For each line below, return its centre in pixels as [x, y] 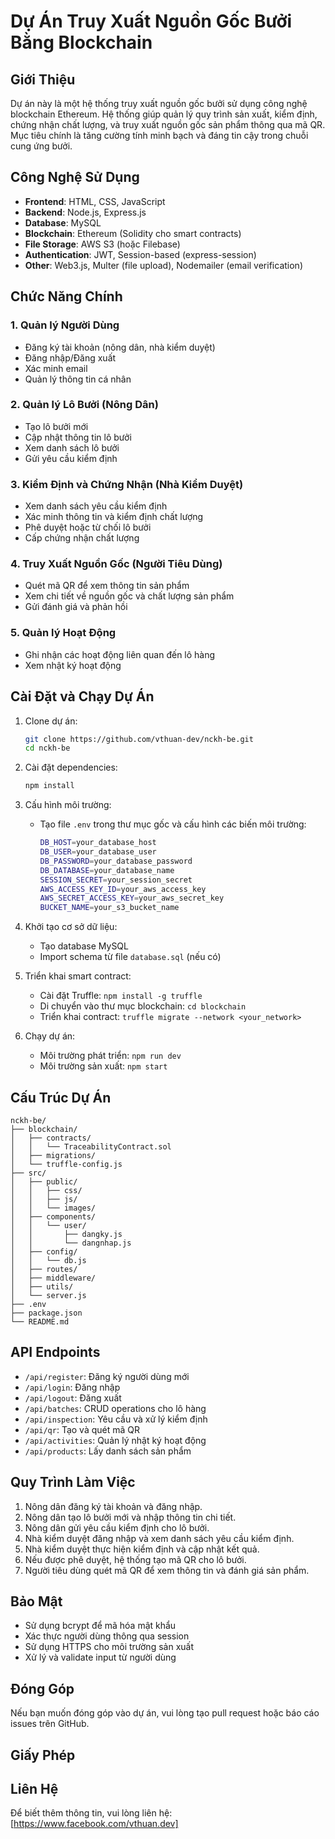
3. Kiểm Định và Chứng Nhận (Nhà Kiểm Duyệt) [127, 484]
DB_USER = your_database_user [98, 852]
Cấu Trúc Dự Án [61, 1097]
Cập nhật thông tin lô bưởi [78, 437]
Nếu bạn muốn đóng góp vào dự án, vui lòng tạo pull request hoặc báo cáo [165, 1713]
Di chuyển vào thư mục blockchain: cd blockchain [143, 1006]
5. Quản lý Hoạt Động [63, 633]
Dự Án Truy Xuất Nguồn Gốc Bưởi [151, 21]
